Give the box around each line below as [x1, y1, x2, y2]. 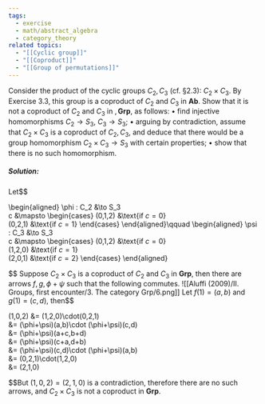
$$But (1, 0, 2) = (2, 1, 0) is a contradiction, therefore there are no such [8, 378, 238, 388]
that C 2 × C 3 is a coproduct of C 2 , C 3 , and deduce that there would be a [8, 127, 244, 138]
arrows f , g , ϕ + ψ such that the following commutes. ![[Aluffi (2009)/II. [8, 279, 239, 289]
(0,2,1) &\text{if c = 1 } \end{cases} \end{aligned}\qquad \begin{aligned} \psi [8, 219, 258, 229]
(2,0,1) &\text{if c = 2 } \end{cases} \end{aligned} [8, 253, 168, 262]
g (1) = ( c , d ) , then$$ [8, 296, 74, 306]
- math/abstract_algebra [15, 26, 98, 34]
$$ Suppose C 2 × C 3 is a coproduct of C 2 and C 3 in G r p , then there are [8, 269, 242, 280]
